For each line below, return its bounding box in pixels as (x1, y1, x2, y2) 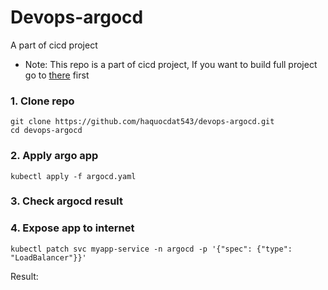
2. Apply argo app (10, 149, 99, 163)
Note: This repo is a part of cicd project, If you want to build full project (24, 58, 318, 70)
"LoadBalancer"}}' (10, 252, 87, 263)
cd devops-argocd (10, 126, 83, 136)
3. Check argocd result (10, 194, 124, 208)
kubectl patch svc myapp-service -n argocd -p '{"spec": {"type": (10, 244, 293, 254)
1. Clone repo (10, 94, 75, 108)
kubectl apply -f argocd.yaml (10, 171, 137, 181)
